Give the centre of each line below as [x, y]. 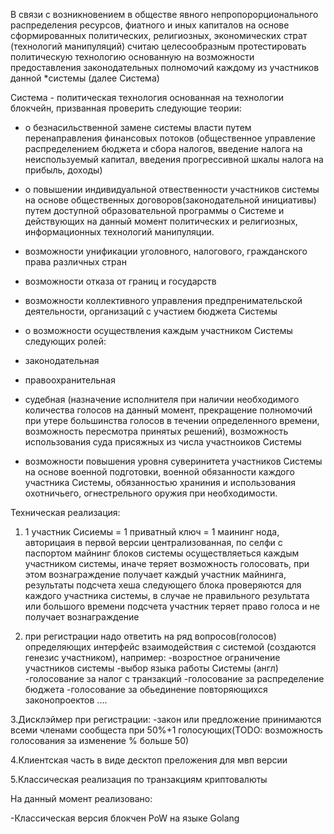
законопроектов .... [66, 700]
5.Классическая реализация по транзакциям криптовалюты [139, 779]
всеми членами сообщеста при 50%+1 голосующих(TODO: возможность [166, 730]
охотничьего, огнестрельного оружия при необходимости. [151, 493]
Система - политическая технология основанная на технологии [147, 97]
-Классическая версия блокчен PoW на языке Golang [125, 818]
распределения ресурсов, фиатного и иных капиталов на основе [150, 25]
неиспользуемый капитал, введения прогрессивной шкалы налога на [174, 159]
